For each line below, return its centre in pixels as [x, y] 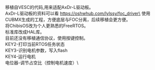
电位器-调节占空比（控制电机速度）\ [42, 63]
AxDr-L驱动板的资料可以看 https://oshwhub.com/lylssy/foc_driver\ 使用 [78, 13]
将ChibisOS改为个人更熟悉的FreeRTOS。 [47, 26]
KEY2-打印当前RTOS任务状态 [35, 44]
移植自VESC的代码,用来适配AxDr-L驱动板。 [49, 7]
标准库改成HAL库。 [25, 32]
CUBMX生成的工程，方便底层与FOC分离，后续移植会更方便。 [68, 19]
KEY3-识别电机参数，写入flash [37, 50]
